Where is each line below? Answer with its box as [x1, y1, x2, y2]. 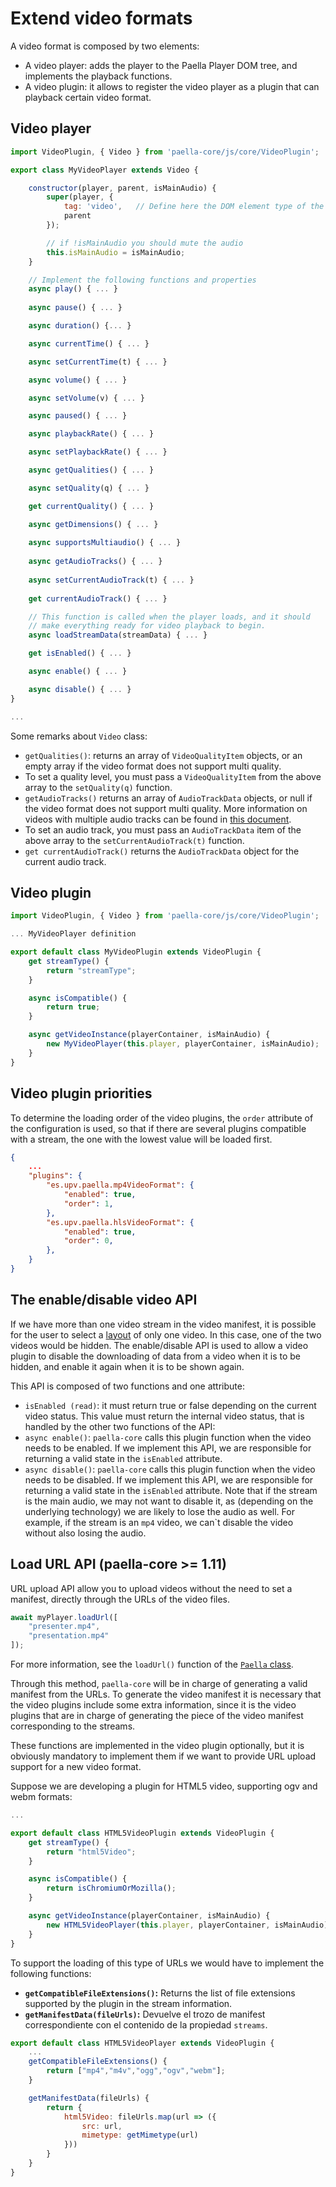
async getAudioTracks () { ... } [28, 557, 163, 567]
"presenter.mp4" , [28, 1622, 101, 1632]
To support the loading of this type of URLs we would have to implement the [10, 1957, 325, 1969]
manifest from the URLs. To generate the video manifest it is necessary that [10, 1688, 322, 1700]
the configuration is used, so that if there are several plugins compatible [10, 1122, 307, 1134]
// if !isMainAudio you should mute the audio [46, 238, 244, 248]
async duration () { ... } [28, 321, 132, 331]
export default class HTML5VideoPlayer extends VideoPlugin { [10, 2038, 275, 2048]
